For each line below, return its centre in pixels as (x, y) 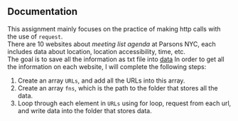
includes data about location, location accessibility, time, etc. (97, 51)
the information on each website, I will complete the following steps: (107, 66)
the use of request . (35, 36)
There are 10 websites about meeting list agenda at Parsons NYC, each (112, 44)
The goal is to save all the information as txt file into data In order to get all (116, 59)
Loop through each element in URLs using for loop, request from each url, (124, 103)
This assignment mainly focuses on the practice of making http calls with (114, 28)
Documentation (43, 12)
